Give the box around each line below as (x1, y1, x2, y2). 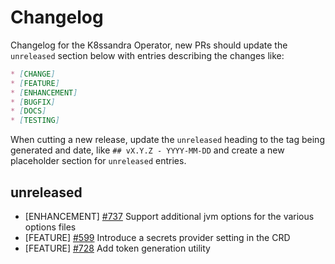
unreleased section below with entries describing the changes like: (10, 49, 285, 61)
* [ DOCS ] (10, 106, 47, 116)
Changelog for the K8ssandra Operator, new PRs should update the (10, 39, 288, 51)
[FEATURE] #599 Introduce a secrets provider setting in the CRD (24, 232, 291, 243)
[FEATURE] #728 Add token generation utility (24, 242, 211, 254)
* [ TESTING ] (10, 116, 60, 126)
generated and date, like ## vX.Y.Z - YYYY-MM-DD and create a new (10, 144, 285, 156)
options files (24, 221, 77, 233)
